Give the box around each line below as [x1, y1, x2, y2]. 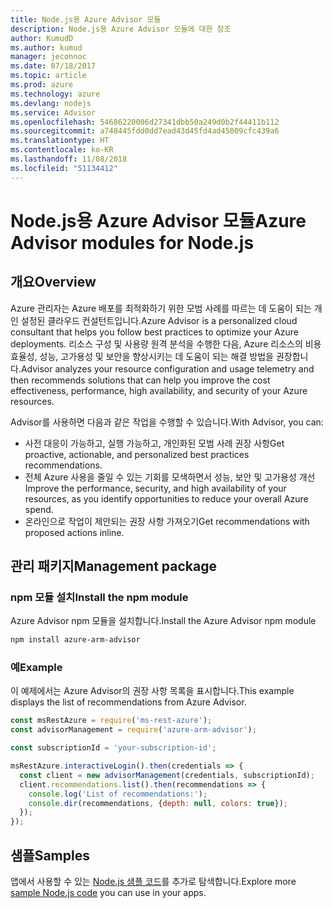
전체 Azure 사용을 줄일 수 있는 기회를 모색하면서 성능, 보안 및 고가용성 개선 [24, 471, 316, 483]
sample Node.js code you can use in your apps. [10, 887, 207, 899]
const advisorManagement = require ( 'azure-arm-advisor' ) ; [10, 725, 257, 735]
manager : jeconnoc [10, 52, 87, 62]
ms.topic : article [10, 71, 87, 81]
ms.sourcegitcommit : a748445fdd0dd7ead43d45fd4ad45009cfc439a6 [10, 126, 280, 136]
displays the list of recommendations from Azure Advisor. [10, 696, 247, 708]
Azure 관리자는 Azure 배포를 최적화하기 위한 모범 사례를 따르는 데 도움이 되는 [10, 302, 312, 314]
